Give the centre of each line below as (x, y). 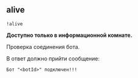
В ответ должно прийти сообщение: (53, 58)
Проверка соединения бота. (43, 47)
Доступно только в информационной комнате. (69, 35)
